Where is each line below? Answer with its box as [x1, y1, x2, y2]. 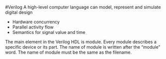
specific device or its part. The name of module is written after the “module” [5, 44, 161, 50]
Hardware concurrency [12, 19, 60, 25]
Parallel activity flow [12, 24, 54, 30]
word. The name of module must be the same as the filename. [5, 49, 132, 55]
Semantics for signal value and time [12, 29, 86, 35]
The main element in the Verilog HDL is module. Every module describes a [5, 39, 157, 45]
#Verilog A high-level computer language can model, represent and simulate [5, 4, 161, 10]
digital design [5, 9, 33, 15]
